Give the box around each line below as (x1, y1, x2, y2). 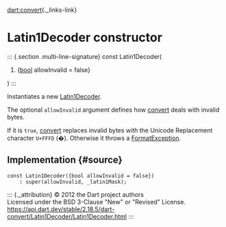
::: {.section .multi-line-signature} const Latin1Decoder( (7, 52, 162, 60)
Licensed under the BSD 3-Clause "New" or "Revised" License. (7, 198, 186, 206)
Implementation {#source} (7, 154, 123, 166)
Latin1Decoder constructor (7, 30, 163, 45)
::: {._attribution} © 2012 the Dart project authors (7, 190, 144, 198)
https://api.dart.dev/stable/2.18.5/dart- (7, 205, 115, 213)
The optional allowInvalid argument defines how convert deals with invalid (7, 106, 220, 114)
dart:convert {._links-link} (7, 6, 77, 14)
